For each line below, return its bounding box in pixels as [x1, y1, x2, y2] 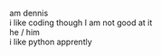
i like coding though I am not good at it [9, 17, 153, 28]
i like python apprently [9, 36, 92, 47]
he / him [9, 27, 41, 37]
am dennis [9, 8, 49, 18]
